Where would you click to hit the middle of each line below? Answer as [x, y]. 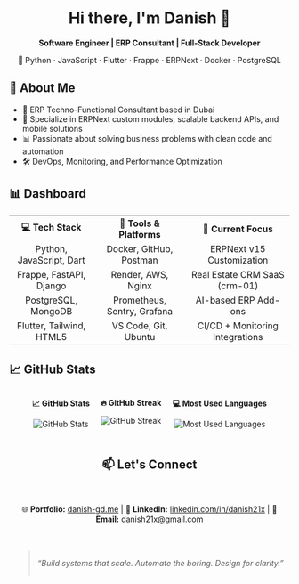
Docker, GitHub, [140, 248]
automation [43, 151]
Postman [140, 260]
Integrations [238, 337]
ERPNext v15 [238, 248]
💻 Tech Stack [51, 228]
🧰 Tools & [140, 223]
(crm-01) [238, 286]
